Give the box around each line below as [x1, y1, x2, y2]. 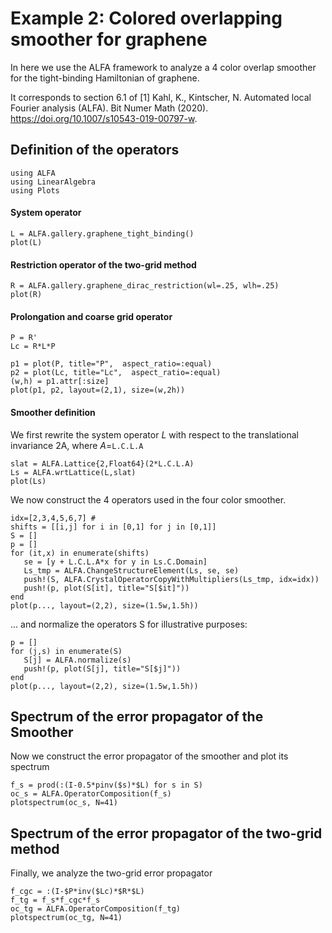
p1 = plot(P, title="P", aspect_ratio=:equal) [10, 359, 213, 369]
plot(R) [10, 290, 43, 300]
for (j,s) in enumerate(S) [10, 646, 123, 656]
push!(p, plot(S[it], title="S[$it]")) [23, 583, 190, 593]
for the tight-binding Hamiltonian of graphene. [10, 72, 200, 84]
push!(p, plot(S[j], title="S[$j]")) [23, 663, 182, 674]
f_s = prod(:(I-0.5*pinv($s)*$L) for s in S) [10, 780, 203, 791]
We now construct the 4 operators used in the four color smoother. [10, 493, 287, 506]
